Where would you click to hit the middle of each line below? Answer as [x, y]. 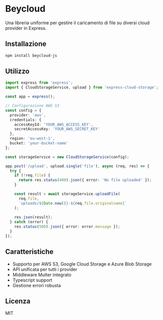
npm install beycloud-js [31, 55]
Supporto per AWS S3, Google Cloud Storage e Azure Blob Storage [82, 264]
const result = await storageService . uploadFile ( [67, 194]
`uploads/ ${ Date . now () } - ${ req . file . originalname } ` [73, 203]
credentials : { [26, 120]
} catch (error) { [29, 222]
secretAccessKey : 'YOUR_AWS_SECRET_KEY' [57, 129]
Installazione [26, 44]
